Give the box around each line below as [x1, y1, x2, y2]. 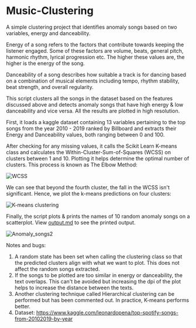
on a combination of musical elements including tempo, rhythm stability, [6, 77, 180, 84]
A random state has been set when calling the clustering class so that [14, 253, 183, 260]
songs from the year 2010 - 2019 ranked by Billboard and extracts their [6, 125, 177, 132]
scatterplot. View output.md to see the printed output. [6, 218, 136, 226]
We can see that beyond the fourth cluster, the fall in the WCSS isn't [6, 183, 170, 191]
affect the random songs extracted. [14, 265, 100, 272]
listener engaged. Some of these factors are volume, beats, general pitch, [6, 47, 184, 54]
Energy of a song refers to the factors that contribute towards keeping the [6, 41, 184, 48]
